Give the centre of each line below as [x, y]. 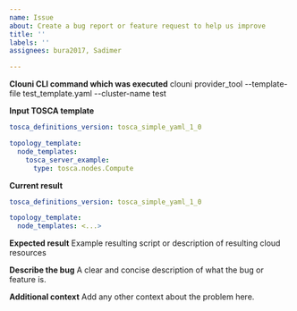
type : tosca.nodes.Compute [83, 168]
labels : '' [30, 42]
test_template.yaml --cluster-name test [95, 94]
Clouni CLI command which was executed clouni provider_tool [126, 84]
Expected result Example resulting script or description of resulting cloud [145, 243]
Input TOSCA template [52, 111]
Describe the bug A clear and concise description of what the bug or [136, 270]
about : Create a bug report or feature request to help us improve [138, 26]
